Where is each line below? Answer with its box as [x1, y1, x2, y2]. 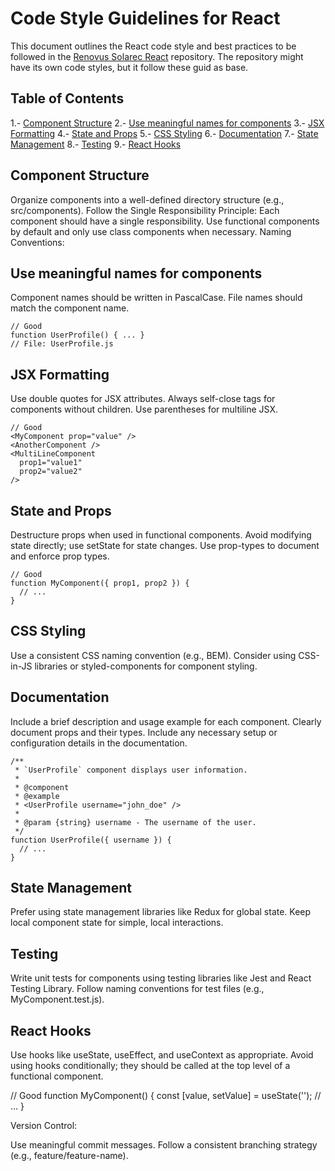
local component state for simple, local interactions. [10, 917, 224, 929]
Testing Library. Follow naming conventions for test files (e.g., [10, 983, 265, 995]
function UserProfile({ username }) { [10, 835, 172, 845]
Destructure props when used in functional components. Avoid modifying [10, 529, 312, 541]
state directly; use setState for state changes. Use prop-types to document [10, 540, 320, 551]
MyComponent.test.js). [10, 993, 105, 1006]
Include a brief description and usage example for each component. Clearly [10, 715, 322, 727]
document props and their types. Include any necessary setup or [10, 726, 278, 738]
